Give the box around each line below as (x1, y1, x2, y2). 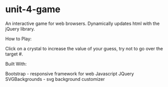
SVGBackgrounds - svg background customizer (5, 76, 105, 82)
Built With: (5, 61, 27, 67)
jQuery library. (5, 25, 36, 32)
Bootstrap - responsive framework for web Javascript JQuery (5, 70, 135, 77)
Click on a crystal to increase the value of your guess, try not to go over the (5, 45, 163, 51)
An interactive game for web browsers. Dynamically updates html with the (5, 20, 160, 26)
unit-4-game (5, 4, 61, 15)
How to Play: (5, 36, 32, 42)
